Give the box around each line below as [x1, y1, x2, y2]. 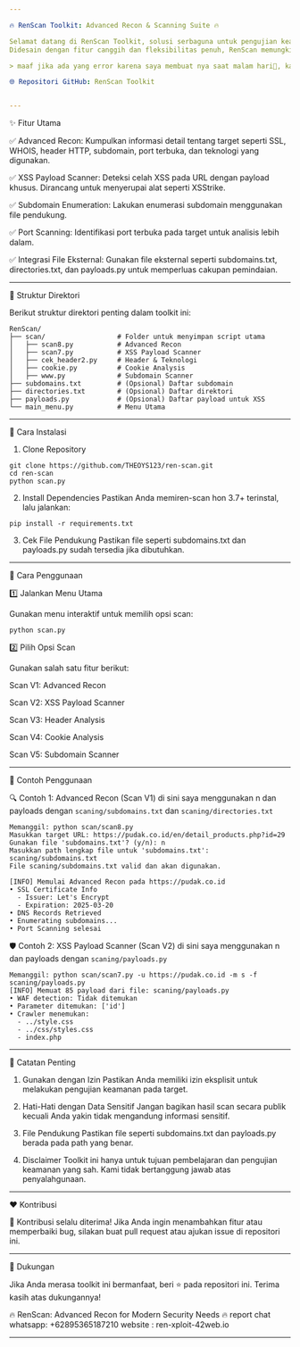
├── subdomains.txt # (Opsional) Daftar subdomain [9, 379, 234, 388]
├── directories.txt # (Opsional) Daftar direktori [9, 387, 234, 396]
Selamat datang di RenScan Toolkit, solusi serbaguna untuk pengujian [9, 37, 278, 46]
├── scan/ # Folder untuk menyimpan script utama [9, 332, 266, 342]
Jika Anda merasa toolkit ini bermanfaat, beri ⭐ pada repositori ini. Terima [9, 1279, 279, 1290]
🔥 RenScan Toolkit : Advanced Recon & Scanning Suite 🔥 [9, 21, 220, 29]
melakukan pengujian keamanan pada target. [21, 1084, 188, 1094]
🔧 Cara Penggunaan [9, 570, 83, 581]
